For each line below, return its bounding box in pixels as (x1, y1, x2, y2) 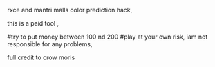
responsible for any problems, (7, 40, 93, 48)
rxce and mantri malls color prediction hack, (7, 6, 133, 14)
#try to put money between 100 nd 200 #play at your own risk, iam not (7, 32, 208, 41)
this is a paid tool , (7, 19, 59, 27)
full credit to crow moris (7, 53, 75, 61)
